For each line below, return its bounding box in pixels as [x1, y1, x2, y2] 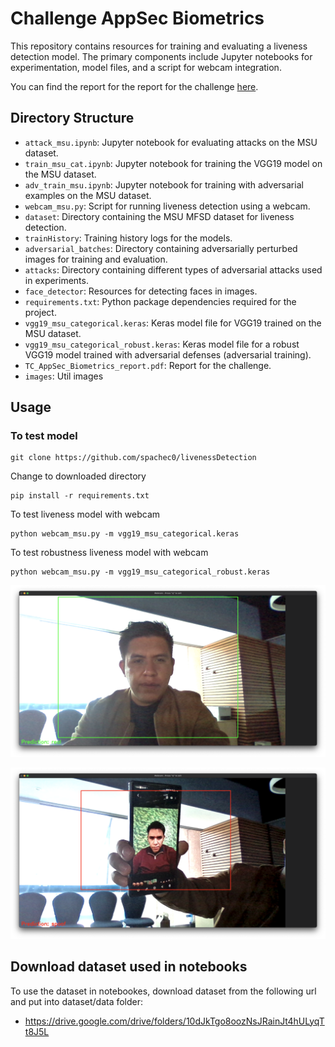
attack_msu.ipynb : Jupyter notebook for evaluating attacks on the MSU [24, 136, 318, 148]
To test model [10, 429, 78, 443]
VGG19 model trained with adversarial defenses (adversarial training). [24, 348, 312, 361]
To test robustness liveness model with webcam [10, 547, 209, 559]
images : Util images [24, 370, 104, 382]
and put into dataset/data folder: [10, 995, 144, 1007]
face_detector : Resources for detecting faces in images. [24, 285, 258, 297]
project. [24, 306, 57, 318]
